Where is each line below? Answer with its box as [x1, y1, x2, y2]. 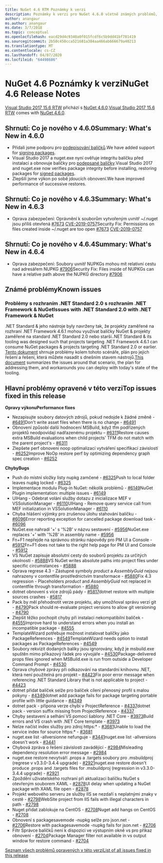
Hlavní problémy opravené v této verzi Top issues [5, 384, 157, 392]
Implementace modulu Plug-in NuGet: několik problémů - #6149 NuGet [12, 485, 153, 491]
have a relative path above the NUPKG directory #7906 [12, 271, 123, 277]
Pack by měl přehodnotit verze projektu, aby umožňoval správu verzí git [12, 599, 157, 605]
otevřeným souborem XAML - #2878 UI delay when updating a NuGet [12, 781, 151, 787]
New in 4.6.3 [5, 203, 44, 211]
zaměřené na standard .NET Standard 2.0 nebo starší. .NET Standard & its [5, 334, 152, 339]
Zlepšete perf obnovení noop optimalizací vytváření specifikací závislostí [12, 445, 158, 451]
